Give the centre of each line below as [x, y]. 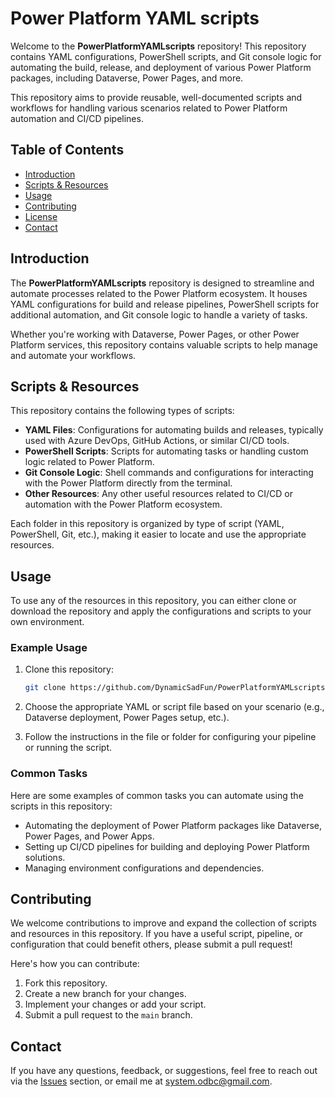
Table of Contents [67, 150]
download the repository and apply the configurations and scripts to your [161, 611]
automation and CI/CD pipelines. [77, 118]
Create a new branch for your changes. [105, 994]
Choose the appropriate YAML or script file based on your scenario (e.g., [174, 707]
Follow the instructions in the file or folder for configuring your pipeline [170, 737]
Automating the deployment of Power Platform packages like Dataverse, [173, 825]
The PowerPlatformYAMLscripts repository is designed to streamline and [162, 283]
